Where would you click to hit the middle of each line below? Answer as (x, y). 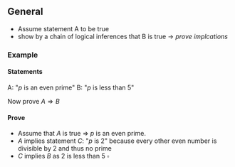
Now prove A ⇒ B (34, 101)
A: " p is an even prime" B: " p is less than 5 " (71, 87)
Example (23, 55)
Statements (25, 72)
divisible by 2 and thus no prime (64, 149)
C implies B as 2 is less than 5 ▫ (63, 156)
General (26, 12)
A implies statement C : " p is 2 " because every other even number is (117, 141)
